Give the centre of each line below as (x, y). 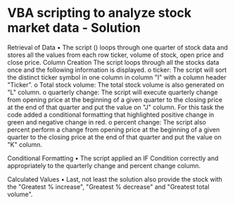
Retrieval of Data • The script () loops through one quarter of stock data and (118, 47)
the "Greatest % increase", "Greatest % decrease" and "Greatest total (108, 186)
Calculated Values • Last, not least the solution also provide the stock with (115, 179)
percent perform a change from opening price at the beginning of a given (114, 129)
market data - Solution (74, 28)
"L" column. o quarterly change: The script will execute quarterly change (113, 92)
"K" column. (25, 144)
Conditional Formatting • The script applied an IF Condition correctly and (113, 158)
